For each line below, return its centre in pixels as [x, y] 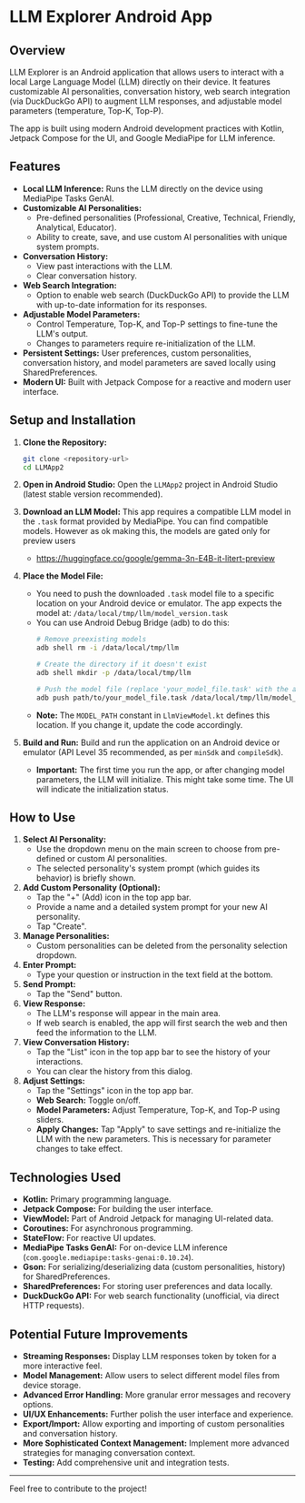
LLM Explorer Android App [111, 17]
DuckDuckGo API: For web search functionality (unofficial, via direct [151, 1296]
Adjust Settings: [54, 1081]
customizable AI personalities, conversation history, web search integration [150, 91]
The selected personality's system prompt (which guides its [148, 868]
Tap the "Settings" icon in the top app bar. [114, 1091]
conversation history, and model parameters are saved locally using [149, 362]
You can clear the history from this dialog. [114, 1072]
